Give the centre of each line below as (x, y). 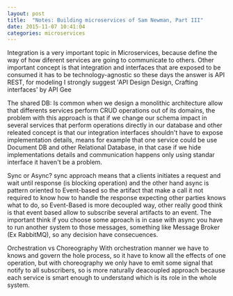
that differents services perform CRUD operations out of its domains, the (111, 110)
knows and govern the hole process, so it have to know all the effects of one (116, 256)
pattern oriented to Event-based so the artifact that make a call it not (105, 190)
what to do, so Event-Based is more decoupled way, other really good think (115, 205)
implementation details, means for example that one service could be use (112, 140)
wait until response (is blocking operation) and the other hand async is (108, 183)
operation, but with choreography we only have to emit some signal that (110, 263)
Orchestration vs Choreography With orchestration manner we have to (108, 248)
